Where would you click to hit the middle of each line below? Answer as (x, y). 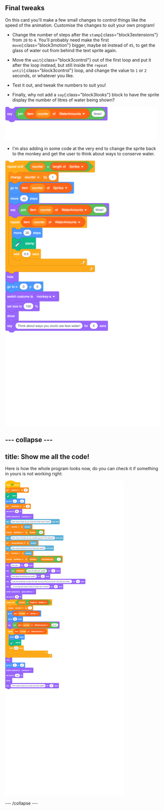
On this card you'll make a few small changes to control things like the (75, 20)
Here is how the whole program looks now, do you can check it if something (82, 469)
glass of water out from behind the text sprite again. (65, 50)
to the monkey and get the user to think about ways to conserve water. (83, 153)
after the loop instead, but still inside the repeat (60, 65)
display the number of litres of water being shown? (63, 100)
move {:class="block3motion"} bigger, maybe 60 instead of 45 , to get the (84, 45)
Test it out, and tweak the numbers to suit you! (59, 85)
